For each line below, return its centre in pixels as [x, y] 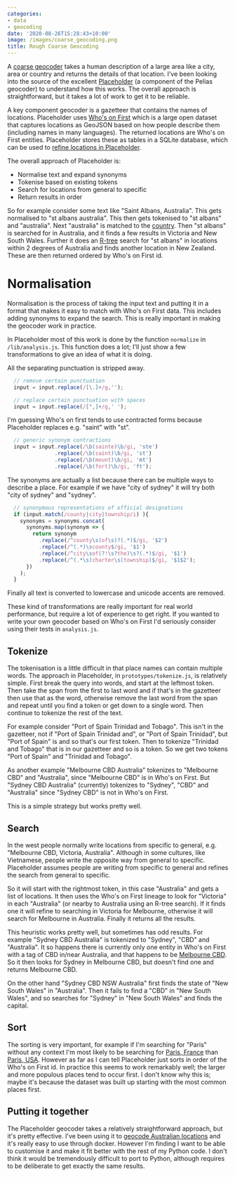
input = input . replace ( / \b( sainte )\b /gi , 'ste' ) [86, 447]
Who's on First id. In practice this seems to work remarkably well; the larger [116, 1067]
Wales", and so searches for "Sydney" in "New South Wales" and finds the [115, 998]
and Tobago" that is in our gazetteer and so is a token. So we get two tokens [117, 749]
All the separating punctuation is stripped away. [76, 368]
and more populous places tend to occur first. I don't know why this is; [109, 1074]
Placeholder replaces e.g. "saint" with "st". [69, 427]
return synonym [55, 534]
